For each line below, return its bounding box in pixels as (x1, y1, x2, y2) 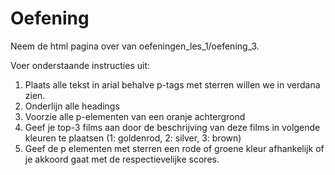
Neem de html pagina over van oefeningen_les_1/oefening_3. (10, 40, 260, 52)
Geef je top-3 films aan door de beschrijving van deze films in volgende (24, 121, 321, 133)
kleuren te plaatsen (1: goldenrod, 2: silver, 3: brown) (24, 132, 242, 144)
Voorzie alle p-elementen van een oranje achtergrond (24, 110, 246, 122)
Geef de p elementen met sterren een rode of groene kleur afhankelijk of (24, 142, 325, 154)
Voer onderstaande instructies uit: (10, 59, 151, 71)
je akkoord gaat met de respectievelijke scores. (24, 153, 220, 165)
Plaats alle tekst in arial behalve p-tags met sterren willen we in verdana (24, 78, 321, 91)
